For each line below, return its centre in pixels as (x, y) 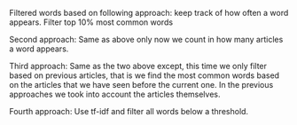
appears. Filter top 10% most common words (91, 22)
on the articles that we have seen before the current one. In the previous (141, 85)
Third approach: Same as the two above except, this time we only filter (138, 66)
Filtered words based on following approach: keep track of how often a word (149, 13)
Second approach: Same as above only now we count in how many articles (146, 39)
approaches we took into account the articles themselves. (115, 94)
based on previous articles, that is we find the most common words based (145, 75)
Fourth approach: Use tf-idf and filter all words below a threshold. (129, 111)
